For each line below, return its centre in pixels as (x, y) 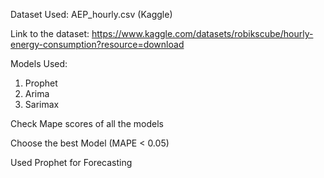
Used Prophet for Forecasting (71, 162)
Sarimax (42, 104)
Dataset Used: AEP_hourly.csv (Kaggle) (91, 14)
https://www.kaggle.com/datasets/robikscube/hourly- (202, 33)
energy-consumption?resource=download (97, 44)
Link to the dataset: (50, 33)
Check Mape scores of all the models (87, 123)
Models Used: (39, 63)
